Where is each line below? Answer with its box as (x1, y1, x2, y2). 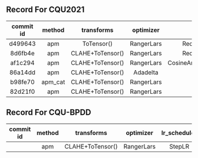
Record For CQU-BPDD (6, 107, 91, 117)
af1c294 (10, 58, 35, 67)
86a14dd (9, 68, 36, 76)
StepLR (169, 142, 190, 150)
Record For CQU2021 (6, 5, 85, 15)
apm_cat (41, 78, 65, 86)
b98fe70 (9, 78, 35, 86)
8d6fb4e (10, 49, 35, 57)
